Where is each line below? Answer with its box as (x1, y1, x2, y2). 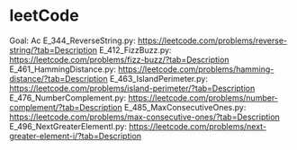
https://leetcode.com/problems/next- (129, 120, 267, 131)
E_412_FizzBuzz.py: (98, 44, 172, 55)
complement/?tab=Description (9, 101, 123, 112)
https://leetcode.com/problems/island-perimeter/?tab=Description (9, 83, 256, 93)
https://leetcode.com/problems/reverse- (138, 35, 288, 46)
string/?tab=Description (9, 44, 97, 55)
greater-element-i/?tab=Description (9, 130, 142, 141)
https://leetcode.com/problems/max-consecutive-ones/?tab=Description (9, 111, 281, 122)
